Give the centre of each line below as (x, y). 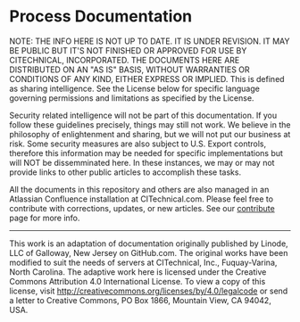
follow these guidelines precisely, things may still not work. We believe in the (150, 124)
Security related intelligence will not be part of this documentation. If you (143, 115)
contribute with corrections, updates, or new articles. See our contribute (142, 208)
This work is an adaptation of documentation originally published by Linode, (149, 244)
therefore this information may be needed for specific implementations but (146, 153)
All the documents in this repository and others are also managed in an (139, 189)
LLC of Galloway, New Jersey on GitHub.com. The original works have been (149, 252)
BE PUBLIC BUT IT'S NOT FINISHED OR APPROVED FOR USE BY (128, 50)
